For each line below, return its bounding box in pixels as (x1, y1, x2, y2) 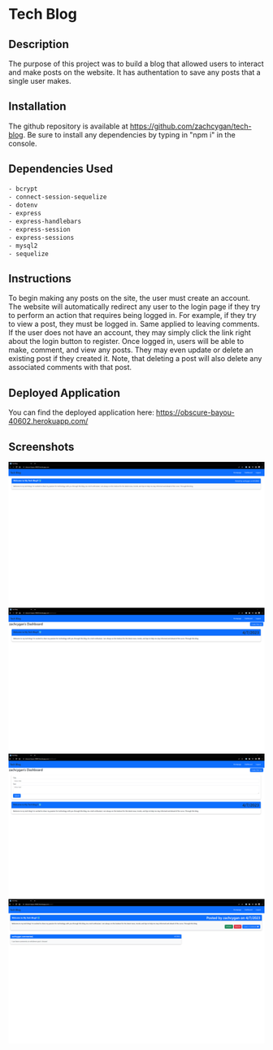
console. (8, 138, 38, 148)
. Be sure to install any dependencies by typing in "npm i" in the (23, 129, 236, 139)
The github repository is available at (8, 121, 128, 131)
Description (8, 37, 69, 51)
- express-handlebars (8, 217, 82, 225)
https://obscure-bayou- (155, 407, 235, 417)
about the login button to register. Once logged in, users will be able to (8, 337, 245, 346)
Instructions (8, 272, 71, 285)
